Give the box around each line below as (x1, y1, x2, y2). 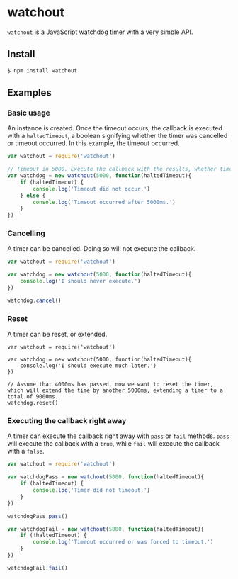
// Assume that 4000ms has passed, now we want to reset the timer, (7, 381, 214, 388)
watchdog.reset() (7, 400, 59, 407)
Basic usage (7, 108, 51, 118)
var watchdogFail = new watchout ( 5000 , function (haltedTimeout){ (7, 525, 204, 532)
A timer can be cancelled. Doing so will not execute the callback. (7, 244, 196, 253)
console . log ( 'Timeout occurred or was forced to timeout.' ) (33, 539, 214, 546)
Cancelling (7, 228, 45, 238)
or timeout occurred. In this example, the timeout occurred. (7, 139, 180, 147)
